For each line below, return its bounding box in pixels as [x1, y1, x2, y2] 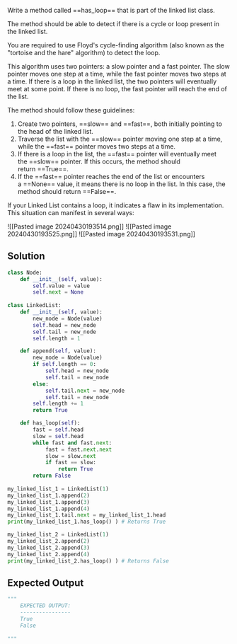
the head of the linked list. [17, 127, 94, 135]
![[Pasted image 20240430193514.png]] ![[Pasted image [7, 222, 172, 231]
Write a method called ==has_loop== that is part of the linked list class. [7, 6, 216, 14]
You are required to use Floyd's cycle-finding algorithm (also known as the [7, 41, 225, 49]
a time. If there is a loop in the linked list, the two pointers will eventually [7, 77, 217, 86]
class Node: [7, 269, 42, 276]
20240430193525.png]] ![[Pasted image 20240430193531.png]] [7, 230, 196, 238]
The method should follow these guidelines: [7, 106, 135, 114]
